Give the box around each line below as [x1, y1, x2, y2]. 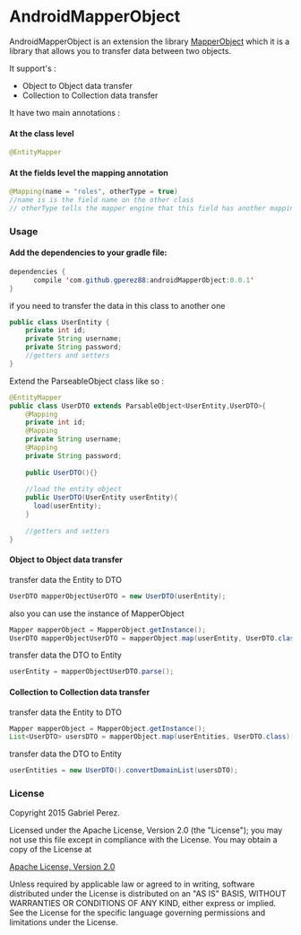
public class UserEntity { [9, 317, 110, 327]
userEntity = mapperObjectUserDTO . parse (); [9, 667, 175, 676]
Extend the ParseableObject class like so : [9, 375, 164, 386]
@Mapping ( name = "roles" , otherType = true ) [9, 187, 178, 197]
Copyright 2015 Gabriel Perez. [9, 807, 121, 818]
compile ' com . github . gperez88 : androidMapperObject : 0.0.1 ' [32, 276, 254, 285]
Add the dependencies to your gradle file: [9, 247, 168, 258]
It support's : [9, 63, 56, 74]
